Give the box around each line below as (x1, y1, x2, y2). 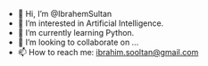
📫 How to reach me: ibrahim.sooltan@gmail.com (17, 47, 199, 57)
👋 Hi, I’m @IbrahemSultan (17, 9, 112, 19)
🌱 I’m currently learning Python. (17, 28, 135, 37)
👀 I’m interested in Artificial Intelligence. (17, 18, 164, 29)
